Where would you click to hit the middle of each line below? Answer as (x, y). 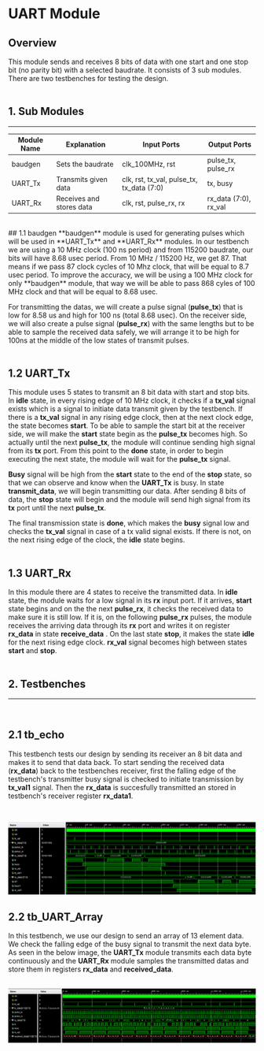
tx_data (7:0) (142, 188)
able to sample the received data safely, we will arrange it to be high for (124, 332)
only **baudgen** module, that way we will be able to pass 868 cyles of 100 (132, 283)
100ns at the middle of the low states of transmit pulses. (99, 340)
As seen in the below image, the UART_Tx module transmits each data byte (130, 953)
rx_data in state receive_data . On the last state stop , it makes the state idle (132, 634)
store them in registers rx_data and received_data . (91, 969)
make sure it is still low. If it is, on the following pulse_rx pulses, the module (130, 617)
